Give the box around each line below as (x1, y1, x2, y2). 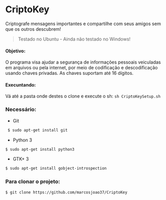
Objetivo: (5, 48, 26, 54)
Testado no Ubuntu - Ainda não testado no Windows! (17, 36, 131, 42)
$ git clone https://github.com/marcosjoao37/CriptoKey (5, 190, 127, 195)
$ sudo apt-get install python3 (5, 147, 75, 152)
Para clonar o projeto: (5, 178, 61, 185)
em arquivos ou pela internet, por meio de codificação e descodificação (5, 65, 158, 71)
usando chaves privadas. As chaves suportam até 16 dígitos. (5, 70, 134, 76)
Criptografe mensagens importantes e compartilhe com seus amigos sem (5, 21, 161, 27)
